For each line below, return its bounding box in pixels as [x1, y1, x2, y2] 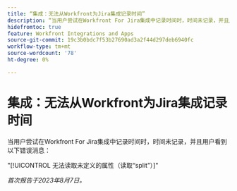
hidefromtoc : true [7, 23, 61, 30]
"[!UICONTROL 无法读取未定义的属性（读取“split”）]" [7, 161, 159, 169]
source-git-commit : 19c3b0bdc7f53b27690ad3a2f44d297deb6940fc [7, 37, 194, 44]
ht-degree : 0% [7, 56, 49, 63]
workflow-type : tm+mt [7, 43, 71, 50]
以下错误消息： [7, 146, 51, 154]
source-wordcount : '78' [7, 50, 78, 57]
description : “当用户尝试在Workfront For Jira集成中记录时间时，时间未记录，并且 [7, 17, 229, 24]
